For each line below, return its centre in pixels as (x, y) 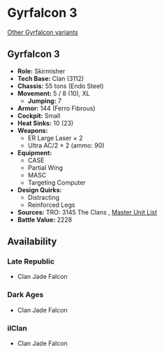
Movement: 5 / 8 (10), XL (54, 93)
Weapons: (32, 130)
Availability (32, 242)
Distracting (44, 197)
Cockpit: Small (39, 115)
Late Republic (31, 261)
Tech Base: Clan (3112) (51, 78)
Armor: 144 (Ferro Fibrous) (56, 108)
